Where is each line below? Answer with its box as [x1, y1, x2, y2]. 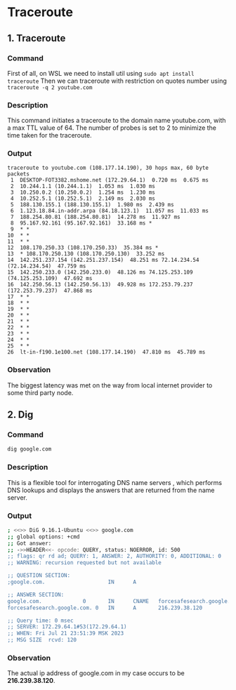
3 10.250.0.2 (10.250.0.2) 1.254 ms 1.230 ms [10, 189, 156, 197]
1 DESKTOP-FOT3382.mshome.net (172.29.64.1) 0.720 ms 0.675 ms [10, 177, 209, 184]
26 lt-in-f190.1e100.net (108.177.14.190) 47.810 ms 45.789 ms [7, 349, 206, 356]
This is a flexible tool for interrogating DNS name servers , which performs [7, 478, 223, 486]
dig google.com [7, 446, 52, 453]
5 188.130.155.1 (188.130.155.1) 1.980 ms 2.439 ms [10, 201, 174, 208]
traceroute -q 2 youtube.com [7, 84, 93, 91]
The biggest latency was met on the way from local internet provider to [7, 380, 213, 390]
